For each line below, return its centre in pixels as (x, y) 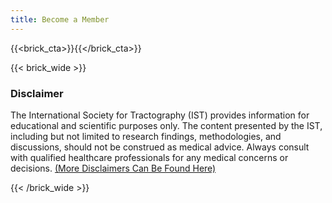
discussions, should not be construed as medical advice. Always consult (160, 147)
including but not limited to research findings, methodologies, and (146, 136)
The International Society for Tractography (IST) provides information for (160, 115)
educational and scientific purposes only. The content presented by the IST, (166, 125)
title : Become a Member (60, 19)
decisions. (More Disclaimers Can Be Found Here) (113, 168)
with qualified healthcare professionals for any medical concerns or (149, 157)
